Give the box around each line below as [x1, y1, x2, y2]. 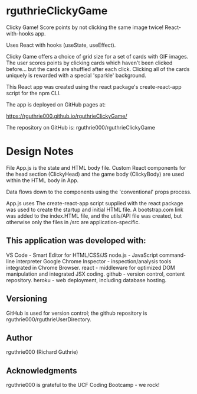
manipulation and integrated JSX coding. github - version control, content [6, 270, 185, 277]
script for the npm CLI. [6, 89, 61, 96]
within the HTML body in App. [6, 176, 79, 184]
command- [159, 251, 186, 259]
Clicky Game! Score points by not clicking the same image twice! [6, 24, 164, 31]
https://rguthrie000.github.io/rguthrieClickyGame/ [6, 112, 128, 120]
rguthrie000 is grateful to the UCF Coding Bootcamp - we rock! [6, 382, 160, 389]
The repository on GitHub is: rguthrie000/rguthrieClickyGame [6, 124, 155, 131]
